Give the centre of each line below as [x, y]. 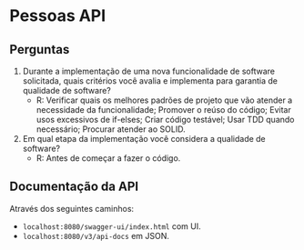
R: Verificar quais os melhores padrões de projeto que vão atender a [164, 100]
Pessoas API [58, 16]
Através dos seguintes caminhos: [72, 208]
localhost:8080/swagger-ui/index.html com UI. [112, 226]
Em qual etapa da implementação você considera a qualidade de [144, 139]
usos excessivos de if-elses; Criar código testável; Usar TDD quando [165, 120]
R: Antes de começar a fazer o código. [108, 158]
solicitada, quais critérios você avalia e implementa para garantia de [150, 81]
